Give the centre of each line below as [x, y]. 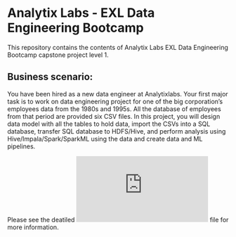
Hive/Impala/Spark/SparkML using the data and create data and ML [105, 139]
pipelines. [21, 146]
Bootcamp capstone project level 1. [58, 55]
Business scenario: [50, 77]
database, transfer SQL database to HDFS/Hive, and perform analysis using [117, 131]
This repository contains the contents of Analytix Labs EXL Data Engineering [118, 47]
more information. [33, 227]
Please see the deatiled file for [118, 219]
